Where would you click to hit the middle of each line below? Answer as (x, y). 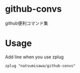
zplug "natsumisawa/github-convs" (40, 66)
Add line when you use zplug (34, 57)
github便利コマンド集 (27, 23)
